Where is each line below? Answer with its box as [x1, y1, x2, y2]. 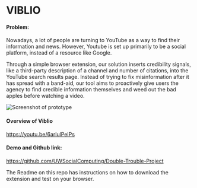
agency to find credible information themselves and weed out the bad [6, 86, 177, 93]
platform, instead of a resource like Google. [6, 49, 112, 56]
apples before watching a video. [6, 93, 85, 100]
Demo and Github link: [6, 144, 62, 151]
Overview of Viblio [6, 117, 53, 125]
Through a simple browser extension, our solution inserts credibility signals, [6, 60, 192, 68]
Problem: [6, 23, 30, 30]
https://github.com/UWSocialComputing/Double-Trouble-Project [6, 157, 164, 164]
